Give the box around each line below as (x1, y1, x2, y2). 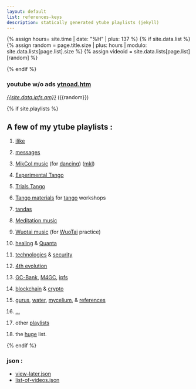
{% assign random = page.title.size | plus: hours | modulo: (6, 42, 147, 49)
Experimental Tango (15, 171, 64, 179)
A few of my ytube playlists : (6, 122, 113, 132)
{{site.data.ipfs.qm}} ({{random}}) (6, 93, 89, 100)
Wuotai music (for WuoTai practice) (15, 228, 102, 235)
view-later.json (15, 370, 52, 377)
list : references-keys (6, 14, 62, 20)
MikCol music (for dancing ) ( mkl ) (15, 160, 95, 167)
